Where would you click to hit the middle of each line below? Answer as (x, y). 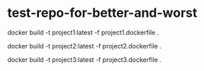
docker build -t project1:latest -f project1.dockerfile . (83, 32)
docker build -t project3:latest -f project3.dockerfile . (84, 59)
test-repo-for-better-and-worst (102, 13)
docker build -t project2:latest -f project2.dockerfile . (84, 46)
